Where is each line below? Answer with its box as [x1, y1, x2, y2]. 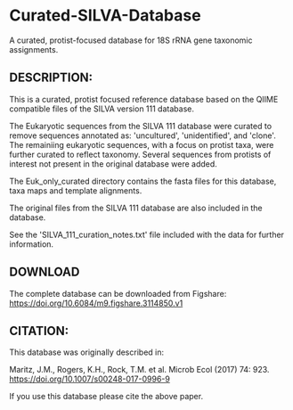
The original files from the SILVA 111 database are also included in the [9, 202, 263, 213]
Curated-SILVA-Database [9, 5, 202, 26]
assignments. [9, 44, 59, 54]
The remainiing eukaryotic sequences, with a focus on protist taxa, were [9, 139, 274, 150]
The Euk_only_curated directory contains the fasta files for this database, [9, 176, 277, 186]
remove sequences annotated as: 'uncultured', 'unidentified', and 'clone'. [9, 130, 276, 141]
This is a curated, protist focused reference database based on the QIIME [9, 94, 279, 104]
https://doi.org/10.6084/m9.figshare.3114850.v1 [9, 298, 183, 308]
